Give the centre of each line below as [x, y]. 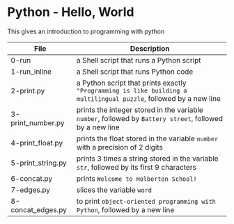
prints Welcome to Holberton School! [136, 178]
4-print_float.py [37, 143]
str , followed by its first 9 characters [136, 167]
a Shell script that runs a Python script [139, 60]
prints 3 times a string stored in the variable [147, 159]
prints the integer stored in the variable [140, 110]
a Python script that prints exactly [131, 83]
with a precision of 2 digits [120, 147]
